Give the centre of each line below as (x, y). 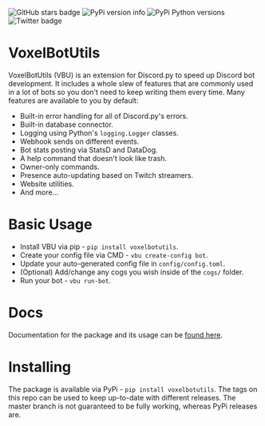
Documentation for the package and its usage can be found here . (116, 334)
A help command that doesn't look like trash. (93, 158)
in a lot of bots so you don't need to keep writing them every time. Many (127, 92)
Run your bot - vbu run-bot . (65, 280)
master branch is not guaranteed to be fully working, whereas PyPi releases (133, 406)
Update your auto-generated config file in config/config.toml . (123, 263)
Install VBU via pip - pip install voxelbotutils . (99, 247)
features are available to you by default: (73, 101)
